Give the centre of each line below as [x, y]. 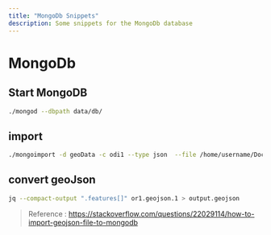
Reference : [47, 213]
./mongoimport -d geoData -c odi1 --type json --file [102, 155]
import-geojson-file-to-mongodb [83, 222]
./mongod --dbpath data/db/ [56, 111]
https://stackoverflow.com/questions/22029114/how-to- [161, 213]
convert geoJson [52, 180]
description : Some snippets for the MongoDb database [101, 23]
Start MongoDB [48, 93]
